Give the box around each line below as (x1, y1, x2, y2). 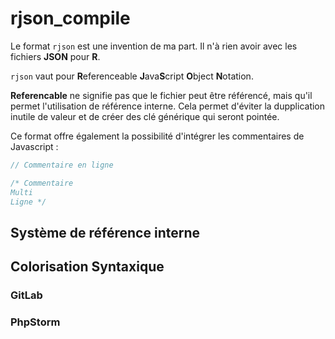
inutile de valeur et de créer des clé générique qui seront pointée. (10, 110, 280, 122)
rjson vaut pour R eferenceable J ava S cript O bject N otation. (10, 70, 254, 82)
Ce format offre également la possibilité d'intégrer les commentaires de (10, 130, 305, 142)
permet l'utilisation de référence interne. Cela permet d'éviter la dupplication (10, 100, 326, 112)
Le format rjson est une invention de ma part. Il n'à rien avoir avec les (10, 40, 298, 52)
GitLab (10, 288, 43, 302)
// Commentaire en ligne (10, 160, 114, 170)
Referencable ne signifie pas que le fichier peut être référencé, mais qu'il (10, 89, 313, 101)
